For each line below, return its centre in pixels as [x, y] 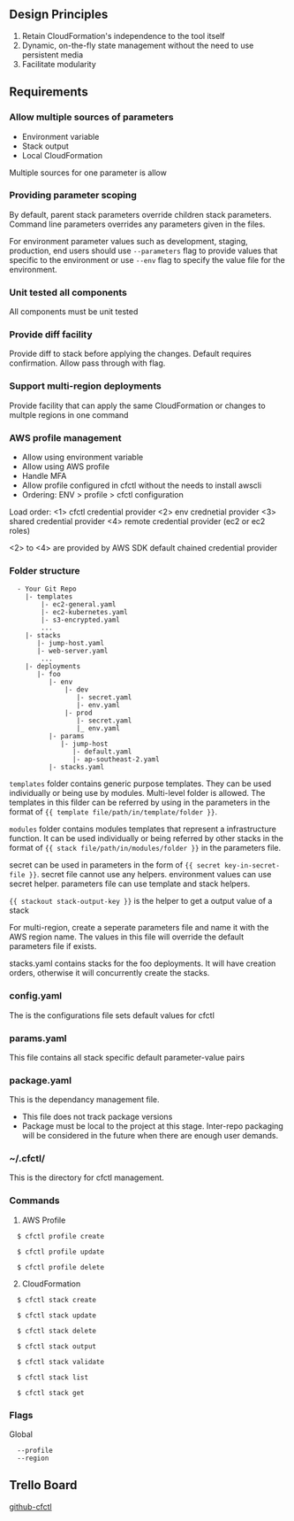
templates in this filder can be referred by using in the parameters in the [140, 803]
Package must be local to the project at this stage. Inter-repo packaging [153, 1126]
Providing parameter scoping [73, 196]
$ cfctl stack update [57, 1315]
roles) [20, 530]
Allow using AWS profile [66, 466]
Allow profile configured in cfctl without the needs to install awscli [142, 485]
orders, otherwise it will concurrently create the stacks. [109, 973]
